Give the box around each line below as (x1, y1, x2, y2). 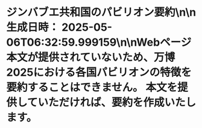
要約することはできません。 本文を (6, 81, 178, 94)
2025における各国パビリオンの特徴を (6, 66, 192, 79)
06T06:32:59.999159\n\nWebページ (6, 35, 192, 49)
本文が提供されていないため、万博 (6, 50, 175, 64)
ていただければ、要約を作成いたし (27, 96, 197, 109)
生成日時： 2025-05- (6, 20, 113, 34)
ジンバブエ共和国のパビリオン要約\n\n (6, 5, 197, 19)
